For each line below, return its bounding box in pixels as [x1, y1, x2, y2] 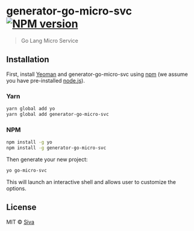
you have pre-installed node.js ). [6, 77, 86, 84]
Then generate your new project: [6, 156, 88, 163]
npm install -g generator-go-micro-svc [6, 145, 107, 151]
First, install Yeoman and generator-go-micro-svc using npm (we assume [6, 71, 188, 78]
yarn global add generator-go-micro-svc [6, 111, 110, 117]
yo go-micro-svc [6, 167, 47, 173]
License [6, 202, 37, 212]
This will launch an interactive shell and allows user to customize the [6, 178, 177, 185]
